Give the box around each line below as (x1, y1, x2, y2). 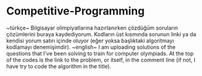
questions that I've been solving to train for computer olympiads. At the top (6, 49, 194, 57)
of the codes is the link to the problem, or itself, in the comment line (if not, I (6, 56, 196, 63)
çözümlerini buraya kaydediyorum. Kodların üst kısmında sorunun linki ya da (6, 30, 197, 37)
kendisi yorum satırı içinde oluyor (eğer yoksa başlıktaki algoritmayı (6, 37, 174, 44)
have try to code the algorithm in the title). (6, 62, 112, 70)
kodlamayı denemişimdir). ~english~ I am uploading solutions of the (6, 43, 176, 51)
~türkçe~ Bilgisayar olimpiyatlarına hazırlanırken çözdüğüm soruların (6, 24, 178, 31)
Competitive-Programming (6, 4, 145, 18)
